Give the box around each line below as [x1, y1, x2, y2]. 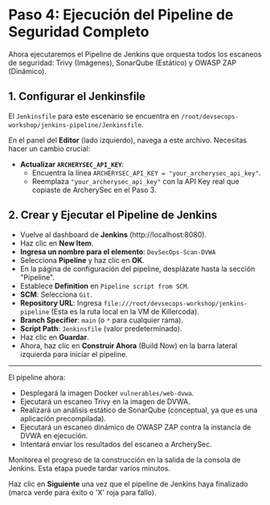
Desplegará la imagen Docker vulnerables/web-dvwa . [19, 388, 194, 397]
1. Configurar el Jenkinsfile [8, 90, 146, 104]
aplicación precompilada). [19, 413, 107, 423]
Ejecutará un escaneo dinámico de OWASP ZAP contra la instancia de [19, 422, 252, 432]
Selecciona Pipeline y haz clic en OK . [19, 255, 145, 265]
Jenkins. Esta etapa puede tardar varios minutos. [8, 463, 171, 473]
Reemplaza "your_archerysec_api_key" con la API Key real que [31, 176, 239, 186]
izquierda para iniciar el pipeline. [19, 349, 129, 359]
